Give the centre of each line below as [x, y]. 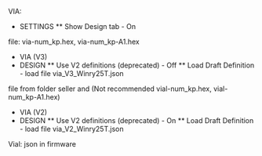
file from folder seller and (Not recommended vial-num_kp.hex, [110, 89]
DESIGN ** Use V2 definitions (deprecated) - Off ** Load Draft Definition [137, 65]
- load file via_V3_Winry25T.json [71, 73]
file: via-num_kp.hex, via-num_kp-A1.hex [74, 42]
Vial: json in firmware [42, 144]
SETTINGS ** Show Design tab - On [77, 26]
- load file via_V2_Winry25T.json [71, 129]
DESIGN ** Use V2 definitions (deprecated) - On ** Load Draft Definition [136, 120]
